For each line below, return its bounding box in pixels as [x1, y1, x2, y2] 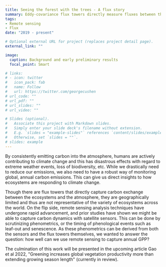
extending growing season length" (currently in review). [5, 256, 119, 262]
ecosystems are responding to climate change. [5, 179, 101, 185]
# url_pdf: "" [5, 98, 35, 103]
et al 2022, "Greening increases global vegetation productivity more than [5, 251, 154, 257]
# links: [5, 71, 23, 76]
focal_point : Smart [9, 62, 50, 67]
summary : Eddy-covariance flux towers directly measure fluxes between [5, 12, 156, 17]
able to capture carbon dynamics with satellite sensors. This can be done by [5, 215, 161, 221]
